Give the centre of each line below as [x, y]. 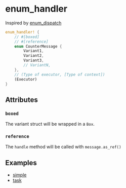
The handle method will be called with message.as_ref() [63, 147]
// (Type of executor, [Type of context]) [60, 74]
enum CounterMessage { [38, 46]
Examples [21, 163]
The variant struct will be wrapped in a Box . [50, 124]
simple [19, 175]
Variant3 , [34, 61]
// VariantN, [37, 65]
